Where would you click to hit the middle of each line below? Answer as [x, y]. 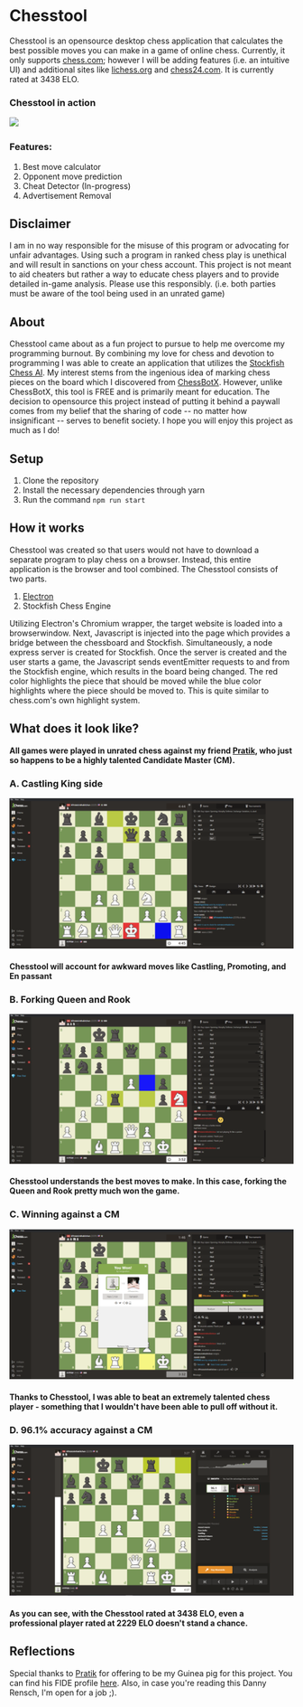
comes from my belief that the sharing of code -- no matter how [129, 411]
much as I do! [35, 430]
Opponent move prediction [72, 176]
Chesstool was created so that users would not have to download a [134, 550]
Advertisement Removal [67, 195]
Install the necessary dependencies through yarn [114, 490]
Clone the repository [60, 480]
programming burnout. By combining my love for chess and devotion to [142, 354]
